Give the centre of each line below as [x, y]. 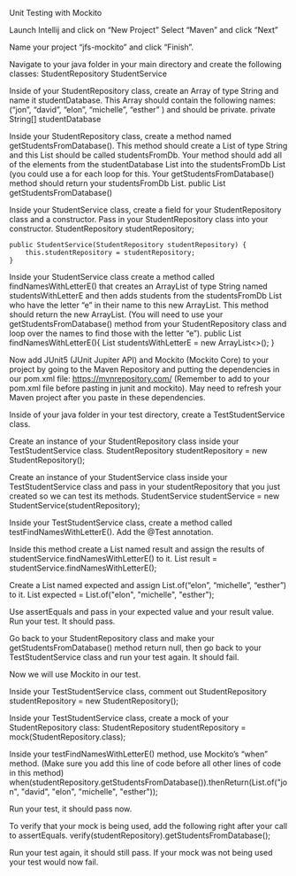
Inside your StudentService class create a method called [112, 277]
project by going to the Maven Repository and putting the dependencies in [144, 369]
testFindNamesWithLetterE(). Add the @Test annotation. [111, 532]
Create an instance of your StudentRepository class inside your [124, 441]
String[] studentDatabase [55, 119]
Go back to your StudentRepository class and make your [112, 638]
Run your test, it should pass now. [71, 809]
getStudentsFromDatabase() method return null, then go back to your [136, 647]
